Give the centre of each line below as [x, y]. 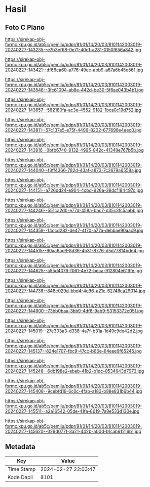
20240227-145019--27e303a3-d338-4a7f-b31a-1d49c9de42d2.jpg [74, 331]
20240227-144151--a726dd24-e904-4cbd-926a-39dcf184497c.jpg [74, 190]
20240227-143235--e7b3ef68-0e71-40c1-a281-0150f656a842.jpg [73, 50]
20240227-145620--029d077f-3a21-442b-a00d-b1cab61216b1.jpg [73, 431]
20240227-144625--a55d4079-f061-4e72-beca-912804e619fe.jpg [74, 271]
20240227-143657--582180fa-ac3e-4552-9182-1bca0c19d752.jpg [73, 110]
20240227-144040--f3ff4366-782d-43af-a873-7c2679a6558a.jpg [73, 170]
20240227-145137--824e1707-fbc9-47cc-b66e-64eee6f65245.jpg [74, 351]
